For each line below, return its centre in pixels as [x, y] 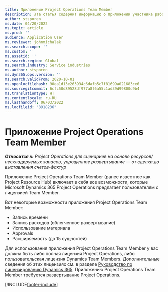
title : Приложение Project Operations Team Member [59, 10]
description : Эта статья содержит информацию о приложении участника [79, 14]
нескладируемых [24, 161]
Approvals [23, 233]
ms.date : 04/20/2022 [27, 24]
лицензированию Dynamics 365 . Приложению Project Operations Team [80, 269]
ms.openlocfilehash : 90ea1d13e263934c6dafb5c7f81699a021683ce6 [72, 84]
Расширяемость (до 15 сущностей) [50, 238]
